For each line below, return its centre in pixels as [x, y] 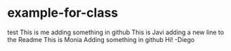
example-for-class [62, 13]
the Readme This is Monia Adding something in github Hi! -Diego [101, 39]
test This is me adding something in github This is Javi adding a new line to [116, 32]
